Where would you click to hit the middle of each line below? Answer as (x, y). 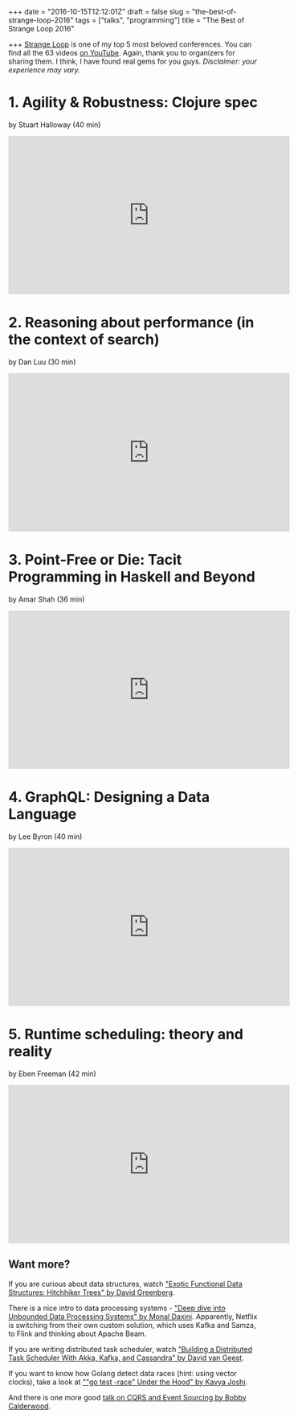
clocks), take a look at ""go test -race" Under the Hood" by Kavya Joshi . (128, 1382)
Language (43, 814)
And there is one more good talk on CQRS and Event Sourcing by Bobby (127, 1397)
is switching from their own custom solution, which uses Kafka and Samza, (132, 1325)
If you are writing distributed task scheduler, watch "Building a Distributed (131, 1349)
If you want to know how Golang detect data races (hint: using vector (122, 1373)
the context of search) (84, 340)
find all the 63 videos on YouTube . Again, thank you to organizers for (122, 53)
